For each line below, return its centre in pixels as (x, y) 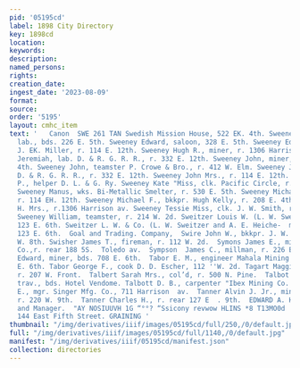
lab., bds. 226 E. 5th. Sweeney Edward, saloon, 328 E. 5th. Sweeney (149, 142)
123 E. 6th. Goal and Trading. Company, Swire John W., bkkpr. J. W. (154, 233)
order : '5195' (36, 117)
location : (28, 42)
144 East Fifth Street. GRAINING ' (83, 317)
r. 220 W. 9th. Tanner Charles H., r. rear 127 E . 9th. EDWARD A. (151, 300)
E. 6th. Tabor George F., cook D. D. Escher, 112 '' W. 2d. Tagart (143, 267)
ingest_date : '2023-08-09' (59, 92)
